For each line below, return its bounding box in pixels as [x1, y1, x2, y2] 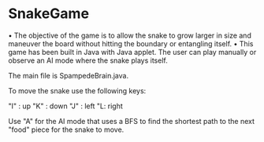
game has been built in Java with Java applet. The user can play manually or [8, 47, 257, 56]
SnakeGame [8, 5, 89, 23]
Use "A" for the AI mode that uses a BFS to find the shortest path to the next [8, 116, 255, 126]
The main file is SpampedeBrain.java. [8, 71, 128, 80]
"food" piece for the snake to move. [8, 125, 125, 134]
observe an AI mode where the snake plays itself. [8, 56, 168, 65]
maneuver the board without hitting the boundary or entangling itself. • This [8, 38, 254, 48]
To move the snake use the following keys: [8, 86, 147, 95]
